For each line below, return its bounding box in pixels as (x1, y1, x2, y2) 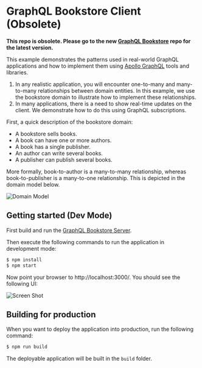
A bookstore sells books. (15, 130, 77, 137)
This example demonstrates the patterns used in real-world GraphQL (6, 56, 179, 63)
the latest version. (6, 44, 54, 51)
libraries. (6, 68, 29, 76)
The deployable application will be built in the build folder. (6, 355, 152, 363)
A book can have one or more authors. (15, 136, 112, 144)
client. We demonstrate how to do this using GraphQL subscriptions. (15, 106, 187, 114)
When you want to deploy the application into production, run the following (6, 325, 193, 333)
